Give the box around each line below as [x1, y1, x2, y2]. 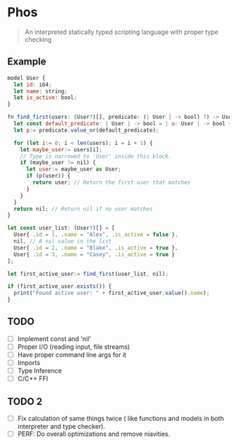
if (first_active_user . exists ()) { [7, 283, 112, 290]
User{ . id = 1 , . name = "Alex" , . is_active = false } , [13, 231, 178, 238]
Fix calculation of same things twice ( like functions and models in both [17, 415, 224, 422]
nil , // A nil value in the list [13, 238, 112, 245]
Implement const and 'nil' [17, 334, 92, 343]
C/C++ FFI [17, 374, 49, 383]
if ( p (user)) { [25, 173, 71, 180]
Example [7, 56, 47, 68]
